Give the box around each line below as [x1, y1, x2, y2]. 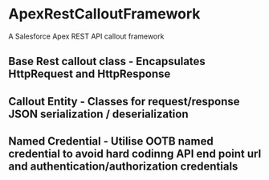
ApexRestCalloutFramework [8, 5, 201, 23]
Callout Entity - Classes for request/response [8, 94, 240, 108]
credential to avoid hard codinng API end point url [8, 147, 262, 161]
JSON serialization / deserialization [8, 107, 189, 121]
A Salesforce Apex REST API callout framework [8, 31, 165, 41]
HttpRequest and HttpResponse [8, 67, 171, 81]
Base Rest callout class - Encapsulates [8, 55, 206, 68]
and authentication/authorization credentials [8, 160, 238, 174]
